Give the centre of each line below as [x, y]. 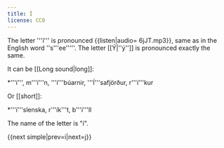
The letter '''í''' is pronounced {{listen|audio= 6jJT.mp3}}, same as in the [112, 40]
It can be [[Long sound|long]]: [51, 69]
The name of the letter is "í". [48, 123]
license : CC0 [26, 20]
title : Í [20, 14]
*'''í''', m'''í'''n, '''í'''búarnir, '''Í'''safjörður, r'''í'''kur [80, 82]
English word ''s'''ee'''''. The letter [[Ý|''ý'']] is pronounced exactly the [109, 48]
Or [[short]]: [25, 96]
